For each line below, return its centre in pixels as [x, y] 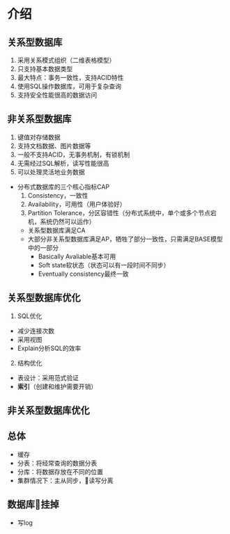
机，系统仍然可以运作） [61, 221]
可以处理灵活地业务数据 [51, 172]
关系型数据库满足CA [56, 230]
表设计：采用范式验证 [48, 377]
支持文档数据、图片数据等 [54, 146]
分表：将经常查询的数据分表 [57, 463]
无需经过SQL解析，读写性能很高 [63, 163]
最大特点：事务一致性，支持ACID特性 [70, 78]
